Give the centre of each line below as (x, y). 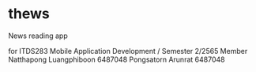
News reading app (38, 36)
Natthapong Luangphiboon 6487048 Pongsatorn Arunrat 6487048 (117, 59)
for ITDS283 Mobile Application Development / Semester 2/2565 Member (128, 51)
